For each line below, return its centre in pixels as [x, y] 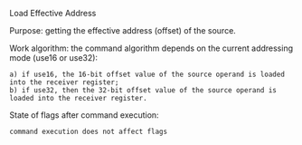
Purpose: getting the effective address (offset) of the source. [123, 30]
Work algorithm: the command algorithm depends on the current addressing [151, 48]
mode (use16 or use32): [53, 58]
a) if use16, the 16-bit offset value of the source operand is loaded [147, 74]
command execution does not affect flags [89, 131]
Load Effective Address [53, 13]
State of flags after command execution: [85, 115]
